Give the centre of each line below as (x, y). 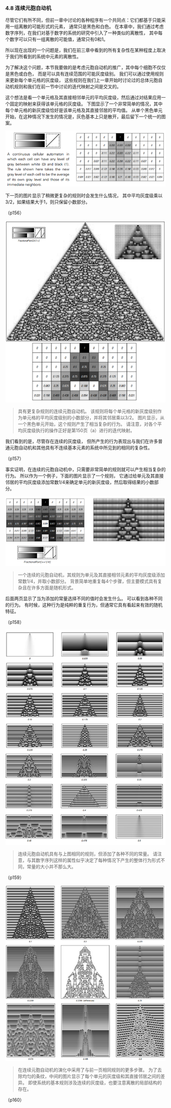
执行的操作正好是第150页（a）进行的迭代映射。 (85, 431)
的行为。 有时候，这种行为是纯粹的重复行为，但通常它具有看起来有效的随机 (84, 605)
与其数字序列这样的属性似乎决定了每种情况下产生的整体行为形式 (94, 860)
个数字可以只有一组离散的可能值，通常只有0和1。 (57, 39)
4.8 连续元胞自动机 (28, 8)
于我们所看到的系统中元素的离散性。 (43, 57)
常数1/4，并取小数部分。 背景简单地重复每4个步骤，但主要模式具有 (88, 581)
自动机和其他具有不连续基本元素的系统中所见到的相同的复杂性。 (85, 448)
